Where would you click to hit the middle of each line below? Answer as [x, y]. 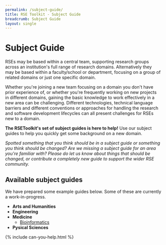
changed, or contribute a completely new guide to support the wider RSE [80, 159]
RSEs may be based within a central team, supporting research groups [77, 62]
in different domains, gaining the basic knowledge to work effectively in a [80, 98]
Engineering [25, 212]
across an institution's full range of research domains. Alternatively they [79, 67]
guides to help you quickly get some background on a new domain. [74, 134]
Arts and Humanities [34, 206]
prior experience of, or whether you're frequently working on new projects [81, 93]
